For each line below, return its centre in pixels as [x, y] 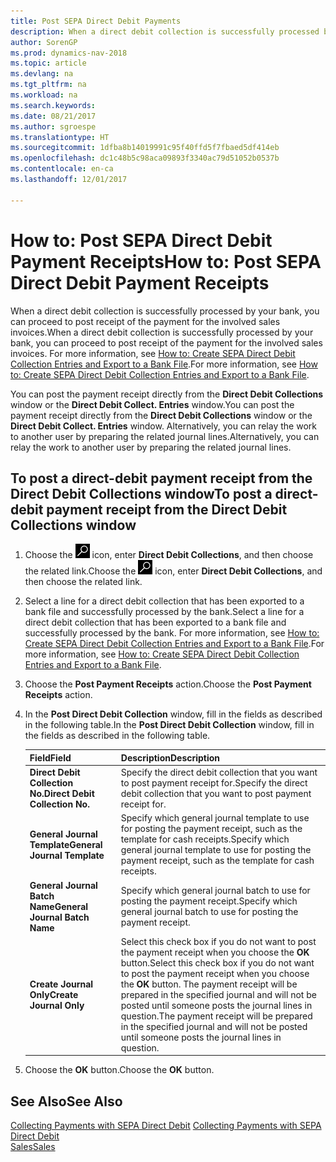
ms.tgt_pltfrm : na [48, 85]
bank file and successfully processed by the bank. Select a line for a [164, 612]
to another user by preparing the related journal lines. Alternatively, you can [165, 436]
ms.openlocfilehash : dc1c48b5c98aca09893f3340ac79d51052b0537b [145, 158]
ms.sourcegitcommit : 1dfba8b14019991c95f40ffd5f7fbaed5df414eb [145, 148]
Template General [66, 844]
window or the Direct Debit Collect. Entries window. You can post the [152, 404]
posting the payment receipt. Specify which [209, 901]
